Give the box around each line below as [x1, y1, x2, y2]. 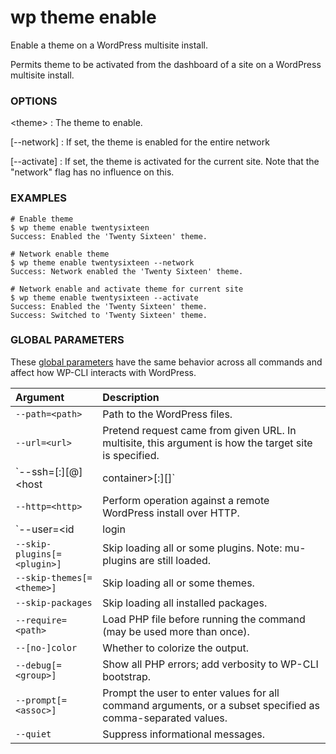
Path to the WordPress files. [102, 407, 233, 421]
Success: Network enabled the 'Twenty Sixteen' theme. [10, 266, 244, 276]
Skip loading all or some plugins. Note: [102, 541, 283, 555]
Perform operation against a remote [102, 493, 270, 507]
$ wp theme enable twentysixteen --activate [10, 292, 199, 303]
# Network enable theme [10, 249, 110, 259]
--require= [15, 614, 67, 626]
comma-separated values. [102, 711, 228, 725]
